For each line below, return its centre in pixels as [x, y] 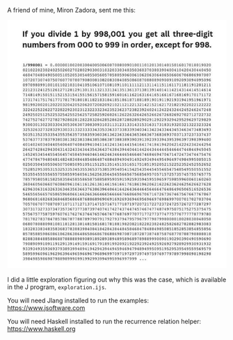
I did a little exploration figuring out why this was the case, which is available [117, 279]
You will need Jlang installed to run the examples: [78, 300]
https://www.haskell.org [41, 329]
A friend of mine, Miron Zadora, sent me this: [71, 10]
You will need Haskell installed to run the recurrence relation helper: [104, 321]
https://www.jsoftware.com [46, 308]
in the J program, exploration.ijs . [57, 287]
